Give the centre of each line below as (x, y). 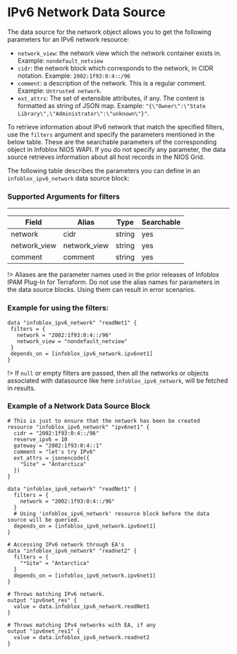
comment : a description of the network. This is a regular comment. (112, 83)
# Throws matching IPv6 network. (56, 594)
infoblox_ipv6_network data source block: (68, 178)
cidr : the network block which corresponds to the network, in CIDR (115, 68)
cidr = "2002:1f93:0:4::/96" (56, 433)
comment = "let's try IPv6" (55, 452)
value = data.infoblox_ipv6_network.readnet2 (82, 637)
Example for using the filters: (58, 308)
